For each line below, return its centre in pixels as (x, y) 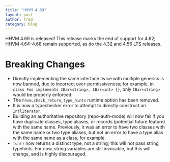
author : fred (19, 19)
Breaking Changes (45, 64)
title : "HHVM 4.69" (26, 10)
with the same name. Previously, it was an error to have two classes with (89, 127)
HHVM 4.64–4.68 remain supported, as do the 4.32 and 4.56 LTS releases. (83, 44)
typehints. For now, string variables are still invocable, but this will (81, 149)
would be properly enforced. (42, 95)
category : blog (21, 24)
